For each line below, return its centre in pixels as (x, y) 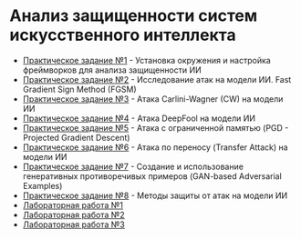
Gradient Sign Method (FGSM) (79, 89)
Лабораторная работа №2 (73, 214)
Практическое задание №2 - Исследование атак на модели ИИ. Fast (157, 79)
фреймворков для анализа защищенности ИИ (112, 70)
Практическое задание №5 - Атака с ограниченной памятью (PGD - (156, 127)
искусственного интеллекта (123, 35)
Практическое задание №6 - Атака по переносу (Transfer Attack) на (156, 147)
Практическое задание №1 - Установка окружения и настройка (146, 60)
